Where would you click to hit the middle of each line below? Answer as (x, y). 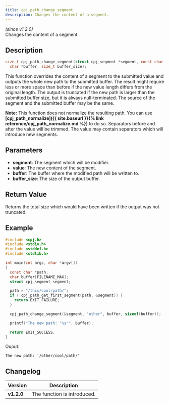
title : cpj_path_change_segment (39, 10)
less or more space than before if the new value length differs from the (79, 87)
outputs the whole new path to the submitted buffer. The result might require (85, 82)
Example (19, 228)
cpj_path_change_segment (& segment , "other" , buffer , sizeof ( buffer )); (86, 314)
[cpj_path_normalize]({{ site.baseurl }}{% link (55, 118)
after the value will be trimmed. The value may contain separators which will (84, 129)
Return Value (26, 194)
